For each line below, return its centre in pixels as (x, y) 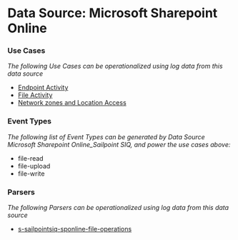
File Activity (35, 95)
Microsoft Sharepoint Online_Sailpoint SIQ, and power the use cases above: (119, 144)
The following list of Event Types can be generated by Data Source (106, 136)
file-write (31, 174)
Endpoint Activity (43, 88)
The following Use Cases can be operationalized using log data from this (115, 66)
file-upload (34, 166)
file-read (31, 158)
